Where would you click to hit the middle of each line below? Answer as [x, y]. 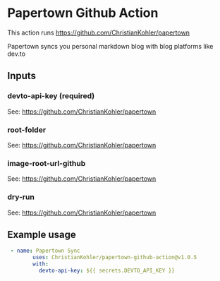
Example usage [42, 234]
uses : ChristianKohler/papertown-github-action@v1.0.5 [115, 258]
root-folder [27, 130]
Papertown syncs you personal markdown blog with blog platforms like [110, 46]
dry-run [21, 197]
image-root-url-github [47, 163]
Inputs [22, 76]
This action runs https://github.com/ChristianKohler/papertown [99, 32]
